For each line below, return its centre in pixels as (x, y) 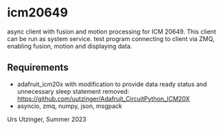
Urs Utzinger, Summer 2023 (47, 119)
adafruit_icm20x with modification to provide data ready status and (112, 84)
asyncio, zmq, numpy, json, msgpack (69, 106)
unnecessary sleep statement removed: (73, 91)
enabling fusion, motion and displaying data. (70, 46)
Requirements (38, 67)
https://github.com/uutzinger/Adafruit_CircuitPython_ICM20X (103, 99)
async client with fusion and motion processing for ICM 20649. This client (111, 31)
